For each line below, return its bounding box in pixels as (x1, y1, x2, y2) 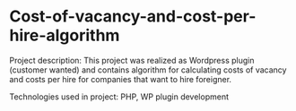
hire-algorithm (9, 25, 120, 46)
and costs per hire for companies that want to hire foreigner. (9, 73, 231, 84)
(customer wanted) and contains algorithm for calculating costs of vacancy (9, 64, 287, 75)
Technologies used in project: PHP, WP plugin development (9, 91, 230, 102)
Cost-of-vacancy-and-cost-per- (9, 6, 257, 27)
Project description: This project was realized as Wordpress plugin (9, 55, 255, 65)
